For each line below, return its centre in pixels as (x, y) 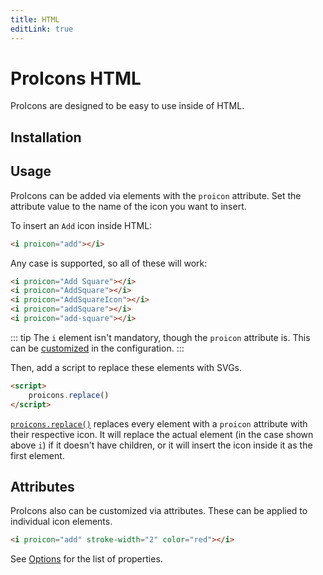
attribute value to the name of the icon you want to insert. (128, 206)
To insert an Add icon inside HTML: (81, 225)
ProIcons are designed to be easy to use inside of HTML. (127, 106)
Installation (46, 137)
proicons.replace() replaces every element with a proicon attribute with (159, 423)
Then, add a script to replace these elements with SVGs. (126, 367)
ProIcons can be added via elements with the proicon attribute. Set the (156, 195)
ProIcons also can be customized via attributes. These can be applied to (159, 511)
